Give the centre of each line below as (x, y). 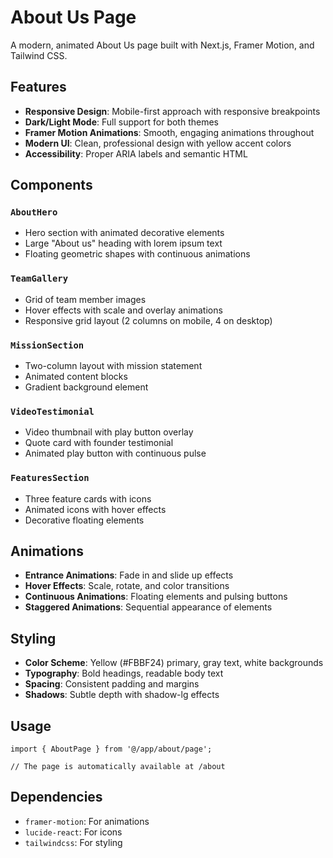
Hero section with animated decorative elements (124, 233)
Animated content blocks (76, 377)
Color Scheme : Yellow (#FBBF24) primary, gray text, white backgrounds (174, 663)
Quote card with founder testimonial (99, 443)
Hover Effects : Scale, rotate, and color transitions (127, 586)
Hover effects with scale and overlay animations (123, 310)
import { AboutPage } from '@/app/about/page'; (111, 749)
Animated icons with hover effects (95, 509)
